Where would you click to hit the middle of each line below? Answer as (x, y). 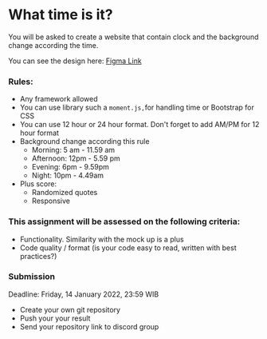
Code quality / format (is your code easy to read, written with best (128, 247)
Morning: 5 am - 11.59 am (73, 150)
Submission (32, 277)
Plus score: (38, 184)
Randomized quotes (65, 193)
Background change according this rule (84, 142)
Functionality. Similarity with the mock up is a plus (102, 239)
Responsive (51, 201)
